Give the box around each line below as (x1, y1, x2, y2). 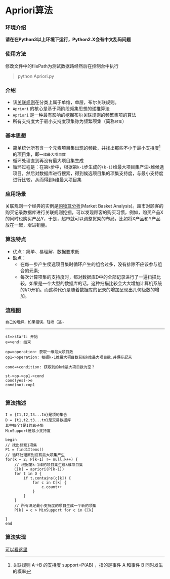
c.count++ (41, 485, 62, 490)
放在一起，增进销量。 (5, 222, 50, 228)
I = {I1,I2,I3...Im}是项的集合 (5, 412, 67, 418)
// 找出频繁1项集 (5, 442, 37, 448)
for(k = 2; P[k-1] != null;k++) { (5, 457, 78, 462)
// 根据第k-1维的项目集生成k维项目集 (14, 462, 83, 467)
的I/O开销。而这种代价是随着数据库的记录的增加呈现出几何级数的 (20, 286, 155, 292)
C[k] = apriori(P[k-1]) (14, 467, 65, 472)
